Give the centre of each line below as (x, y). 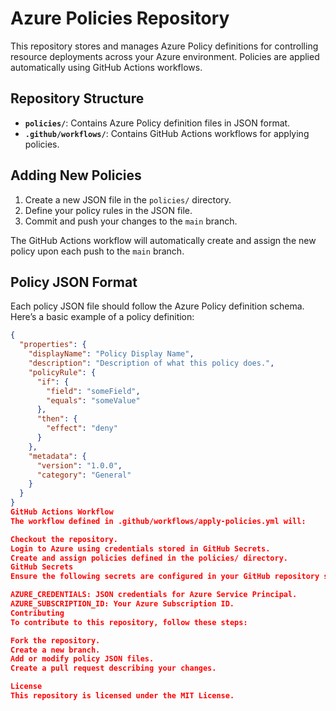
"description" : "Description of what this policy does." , (151, 363)
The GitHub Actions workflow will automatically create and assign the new (163, 240)
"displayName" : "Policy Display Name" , (111, 354)
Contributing (37, 613)
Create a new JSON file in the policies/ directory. (128, 199)
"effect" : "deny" (82, 428)
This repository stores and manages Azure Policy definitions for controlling (164, 46)
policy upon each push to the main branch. (97, 251)
